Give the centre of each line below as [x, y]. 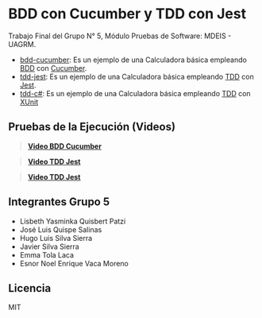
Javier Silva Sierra [49, 246]
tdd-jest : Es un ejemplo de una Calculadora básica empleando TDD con [137, 76]
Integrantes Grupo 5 [59, 202]
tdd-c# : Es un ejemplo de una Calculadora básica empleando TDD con [135, 93]
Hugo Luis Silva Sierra [56, 238]
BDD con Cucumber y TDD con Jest [127, 14]
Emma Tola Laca [46, 254]
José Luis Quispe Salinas [61, 229]
